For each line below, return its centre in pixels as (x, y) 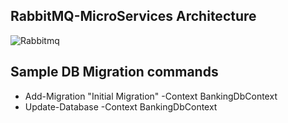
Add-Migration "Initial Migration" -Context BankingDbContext (151, 96)
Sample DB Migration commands (114, 72)
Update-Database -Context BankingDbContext (121, 106)
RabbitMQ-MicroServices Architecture (133, 16)
